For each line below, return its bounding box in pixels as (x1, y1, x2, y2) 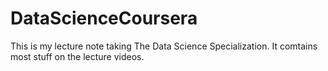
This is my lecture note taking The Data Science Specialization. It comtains (10, 40, 318, 52)
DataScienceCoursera (10, 7, 198, 30)
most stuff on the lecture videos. (10, 50, 145, 62)
